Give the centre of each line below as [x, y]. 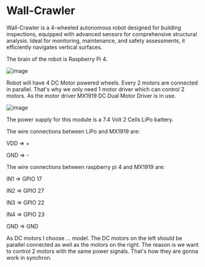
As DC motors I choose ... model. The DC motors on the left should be [94, 238]
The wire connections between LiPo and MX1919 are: [73, 131]
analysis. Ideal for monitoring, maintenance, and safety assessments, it [96, 40]
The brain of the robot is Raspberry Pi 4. [57, 59]
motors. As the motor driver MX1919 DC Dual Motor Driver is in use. [91, 96]
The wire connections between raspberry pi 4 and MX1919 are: [86, 167]
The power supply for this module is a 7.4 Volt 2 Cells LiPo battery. [90, 119]
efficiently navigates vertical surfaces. [54, 47]
